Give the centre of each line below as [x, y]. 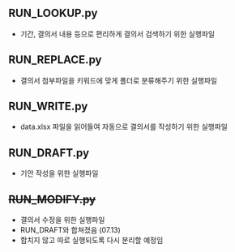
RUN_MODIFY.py [52, 199]
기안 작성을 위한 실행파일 [59, 173]
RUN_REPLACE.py [55, 60]
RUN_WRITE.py [48, 107]
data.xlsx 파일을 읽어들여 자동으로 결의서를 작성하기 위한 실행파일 [124, 127]
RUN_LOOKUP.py [53, 13]
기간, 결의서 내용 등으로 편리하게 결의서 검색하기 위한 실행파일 [117, 34]
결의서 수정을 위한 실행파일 [62, 220]
